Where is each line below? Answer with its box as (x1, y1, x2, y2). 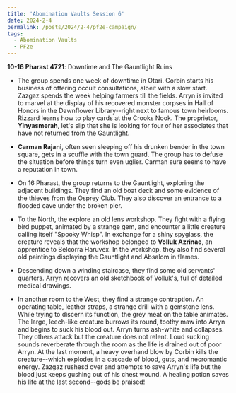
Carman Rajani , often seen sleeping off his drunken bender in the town (17, 143, 225, 151)
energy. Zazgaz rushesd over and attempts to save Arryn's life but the (17, 363, 222, 371)
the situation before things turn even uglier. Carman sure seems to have (17, 158, 227, 166)
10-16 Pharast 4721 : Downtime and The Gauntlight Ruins (7, 63, 173, 71)
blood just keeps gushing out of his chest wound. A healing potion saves (17, 370, 230, 378)
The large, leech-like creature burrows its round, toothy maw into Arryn (17, 317, 225, 326)
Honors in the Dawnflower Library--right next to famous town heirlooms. (17, 107, 229, 115)
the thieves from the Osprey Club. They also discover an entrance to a (17, 194, 223, 202)
